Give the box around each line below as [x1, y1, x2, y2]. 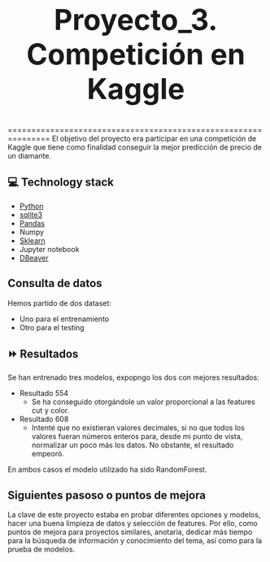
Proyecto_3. [53, 2, 219, 38]
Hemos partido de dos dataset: [7, 298, 111, 307]
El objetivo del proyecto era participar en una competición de [51, 133, 257, 143]
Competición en [26, 37, 246, 72]
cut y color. [31, 406, 70, 416]
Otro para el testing [19, 322, 85, 332]
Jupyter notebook [19, 244, 80, 254]
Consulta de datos [7, 277, 102, 290]
